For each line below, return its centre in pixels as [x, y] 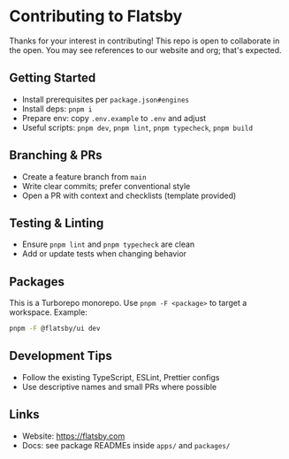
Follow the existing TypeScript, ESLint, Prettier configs [121, 377]
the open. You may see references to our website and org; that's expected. [145, 50]
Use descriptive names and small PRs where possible [119, 386]
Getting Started [53, 78]
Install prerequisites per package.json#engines [106, 99]
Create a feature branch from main [84, 176]
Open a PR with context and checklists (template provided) [129, 195]
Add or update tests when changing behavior [104, 254]
